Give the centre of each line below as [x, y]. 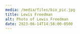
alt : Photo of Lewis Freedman [37, 19]
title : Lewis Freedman [29, 14]
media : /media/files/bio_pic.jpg [40, 10]
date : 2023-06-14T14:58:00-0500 [39, 24]
